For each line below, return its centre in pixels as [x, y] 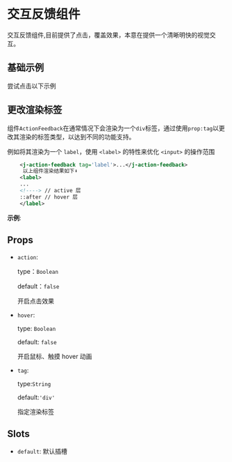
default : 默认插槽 [42, 452]
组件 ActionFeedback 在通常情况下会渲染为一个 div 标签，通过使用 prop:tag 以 [113, 128]
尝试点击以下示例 [32, 86]
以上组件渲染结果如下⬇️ [50, 171]
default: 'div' [36, 397]
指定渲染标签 [35, 411]
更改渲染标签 [35, 110]
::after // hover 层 [49, 197]
